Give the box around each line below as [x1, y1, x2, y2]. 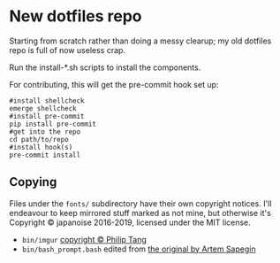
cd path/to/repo [9, 135, 69, 143]
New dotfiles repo [9, 6, 143, 27]
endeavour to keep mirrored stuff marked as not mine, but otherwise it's [9, 207, 271, 218]
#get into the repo [9, 127, 81, 136]
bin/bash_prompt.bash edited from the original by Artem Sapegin [21, 244, 256, 254]
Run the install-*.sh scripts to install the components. [9, 62, 201, 73]
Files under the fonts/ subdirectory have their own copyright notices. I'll [9, 197, 272, 209]
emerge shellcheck [9, 104, 77, 112]
